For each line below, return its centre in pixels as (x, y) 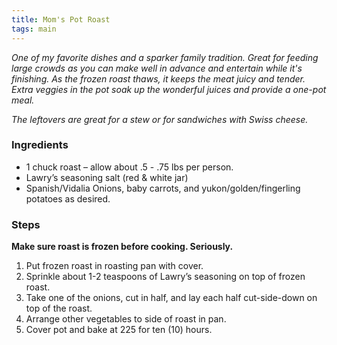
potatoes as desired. (68, 198)
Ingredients (40, 145)
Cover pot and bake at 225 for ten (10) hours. (119, 330)
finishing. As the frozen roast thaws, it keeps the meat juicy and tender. (158, 78)
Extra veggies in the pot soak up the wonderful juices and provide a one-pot (169, 89)
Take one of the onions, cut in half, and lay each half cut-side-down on (171, 298)
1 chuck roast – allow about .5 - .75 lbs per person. (129, 167)
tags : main (34, 29)
